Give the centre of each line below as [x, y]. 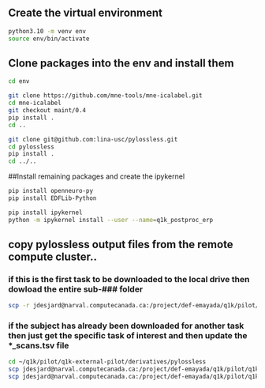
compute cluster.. [52, 257]
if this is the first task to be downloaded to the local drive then [129, 279]
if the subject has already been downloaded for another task [126, 326]
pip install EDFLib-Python [52, 198]
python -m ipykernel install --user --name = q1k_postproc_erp [111, 220]
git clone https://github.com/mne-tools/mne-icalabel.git [105, 96]
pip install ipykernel [45, 213]
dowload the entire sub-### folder [76, 289]
